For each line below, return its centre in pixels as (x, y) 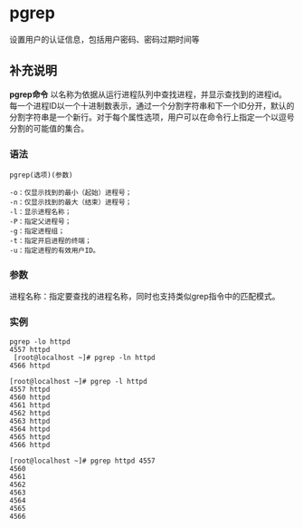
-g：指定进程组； (37, 231)
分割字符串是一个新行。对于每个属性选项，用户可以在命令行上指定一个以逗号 (152, 117)
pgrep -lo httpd (40, 342)
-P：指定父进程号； (41, 222)
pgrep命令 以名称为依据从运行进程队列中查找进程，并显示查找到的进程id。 (148, 94)
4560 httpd (30, 397)
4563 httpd (30, 421)
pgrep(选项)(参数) (41, 175)
